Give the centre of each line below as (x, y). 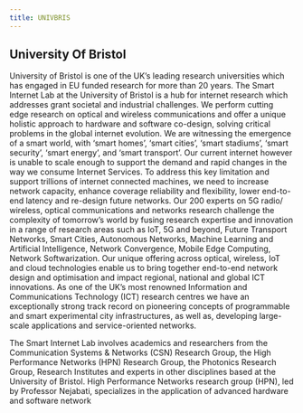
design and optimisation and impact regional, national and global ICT (137, 277)
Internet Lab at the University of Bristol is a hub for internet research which (149, 95)
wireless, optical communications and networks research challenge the (142, 211)
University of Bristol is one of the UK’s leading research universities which (147, 76)
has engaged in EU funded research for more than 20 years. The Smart (142, 86)
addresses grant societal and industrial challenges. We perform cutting (142, 105)
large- (270, 316)
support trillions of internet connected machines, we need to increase (139, 182)
